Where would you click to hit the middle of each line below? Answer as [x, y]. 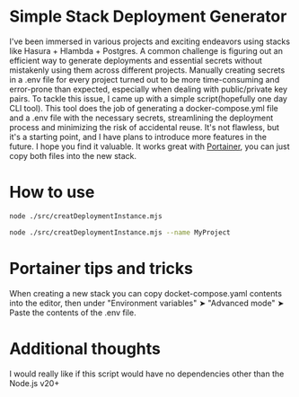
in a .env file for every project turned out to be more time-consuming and [145, 79]
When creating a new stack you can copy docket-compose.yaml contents [146, 293]
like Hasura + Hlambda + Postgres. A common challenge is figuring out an [146, 50]
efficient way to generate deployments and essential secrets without [136, 60]
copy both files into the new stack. [73, 155]
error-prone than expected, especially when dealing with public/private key [149, 89]
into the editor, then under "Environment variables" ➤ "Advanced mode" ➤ [147, 303]
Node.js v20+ [35, 383]
